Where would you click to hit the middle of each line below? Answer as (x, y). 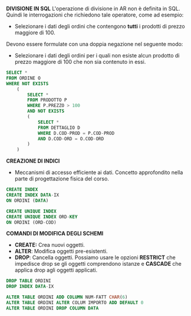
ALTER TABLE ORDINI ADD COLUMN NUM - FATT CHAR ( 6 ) (67, 297)
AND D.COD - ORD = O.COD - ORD (71, 138)
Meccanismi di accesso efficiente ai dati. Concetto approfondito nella (99, 172)
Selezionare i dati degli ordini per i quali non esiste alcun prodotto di (97, 55)
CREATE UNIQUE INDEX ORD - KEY (42, 217)
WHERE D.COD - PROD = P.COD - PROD (76, 133)
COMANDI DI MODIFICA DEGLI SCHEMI (55, 234)
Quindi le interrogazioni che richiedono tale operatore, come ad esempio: (95, 15)
